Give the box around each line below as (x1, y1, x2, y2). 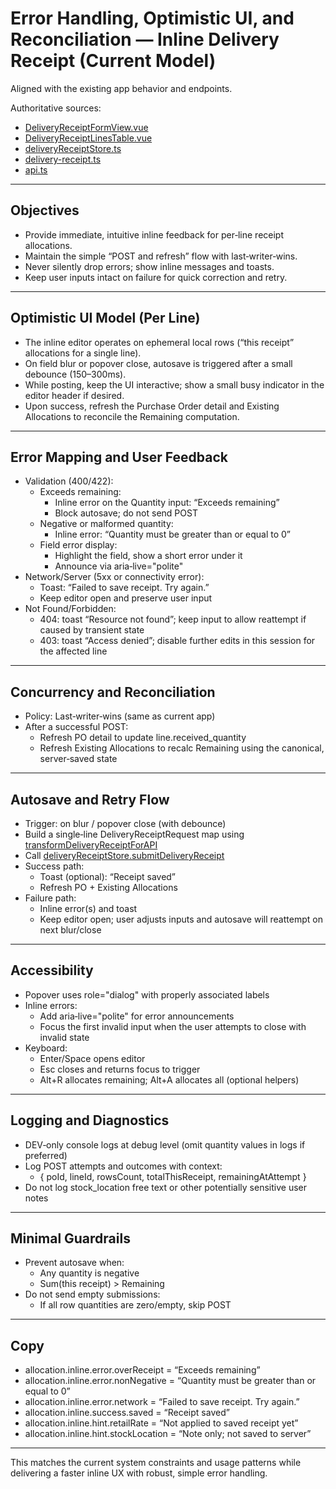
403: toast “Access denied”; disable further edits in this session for (39, 635, 316, 647)
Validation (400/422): (24, 475, 114, 487)
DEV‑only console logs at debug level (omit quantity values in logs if (24, 1138, 306, 1151)
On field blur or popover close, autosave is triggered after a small (24, 357, 293, 369)
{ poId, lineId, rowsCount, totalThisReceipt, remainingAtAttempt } (39, 1170, 307, 1182)
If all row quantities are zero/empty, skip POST (39, 1299, 232, 1311)
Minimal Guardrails (10, 1230, 131, 1247)
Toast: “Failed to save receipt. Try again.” (39, 582, 210, 594)
